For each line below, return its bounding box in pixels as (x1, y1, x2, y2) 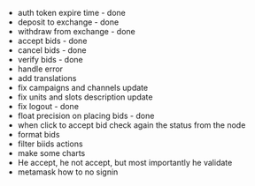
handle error (17, 63, 64, 74)
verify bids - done (17, 55, 83, 64)
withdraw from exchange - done (17, 26, 135, 36)
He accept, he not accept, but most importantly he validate (17, 158, 233, 167)
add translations (17, 73, 77, 83)
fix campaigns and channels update (17, 83, 149, 93)
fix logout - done (17, 101, 80, 111)
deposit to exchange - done (17, 17, 120, 27)
